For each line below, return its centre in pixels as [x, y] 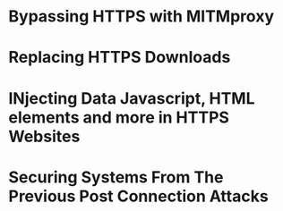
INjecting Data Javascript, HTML [132, 98]
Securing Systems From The [116, 177]
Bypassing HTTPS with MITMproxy [141, 17]
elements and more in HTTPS [119, 117]
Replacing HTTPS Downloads [120, 58]
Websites [44, 136]
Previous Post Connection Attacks [139, 196]
